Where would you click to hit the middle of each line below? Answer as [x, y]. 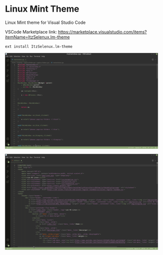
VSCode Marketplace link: [31, 32]
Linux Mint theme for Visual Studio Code [45, 22]
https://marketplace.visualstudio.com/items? [102, 32]
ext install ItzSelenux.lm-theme [39, 46]
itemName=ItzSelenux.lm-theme [38, 37]
